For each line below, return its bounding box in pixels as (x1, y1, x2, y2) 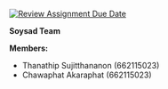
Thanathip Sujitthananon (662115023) (21, 61, 160, 70)
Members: (9, 43, 49, 53)
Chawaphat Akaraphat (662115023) (21, 69, 153, 80)
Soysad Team (9, 26, 60, 36)
